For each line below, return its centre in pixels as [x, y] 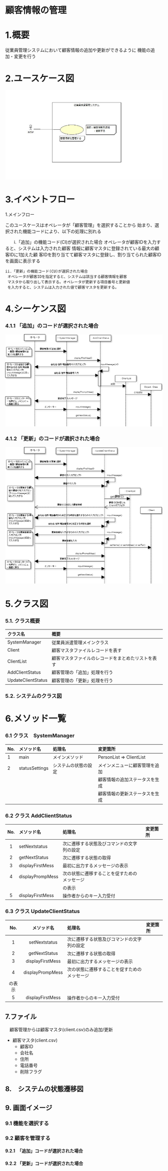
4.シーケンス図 [35, 308]
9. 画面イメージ [29, 1107]
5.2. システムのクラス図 [33, 696]
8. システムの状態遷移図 [44, 1089]
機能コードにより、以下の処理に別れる [62, 231]
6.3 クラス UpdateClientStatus [42, 912]
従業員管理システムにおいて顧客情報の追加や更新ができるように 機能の [78, 50]
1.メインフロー [20, 214]
